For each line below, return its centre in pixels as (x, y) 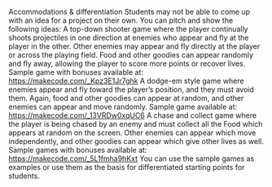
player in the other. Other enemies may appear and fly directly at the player (134, 46)
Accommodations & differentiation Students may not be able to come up (129, 12)
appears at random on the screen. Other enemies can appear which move (132, 133)
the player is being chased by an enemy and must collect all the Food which (136, 124)
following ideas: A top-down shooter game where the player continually (128, 29)
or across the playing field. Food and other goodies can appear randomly (131, 55)
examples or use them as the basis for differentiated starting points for (127, 167)
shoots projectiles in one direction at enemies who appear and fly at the (129, 37)
